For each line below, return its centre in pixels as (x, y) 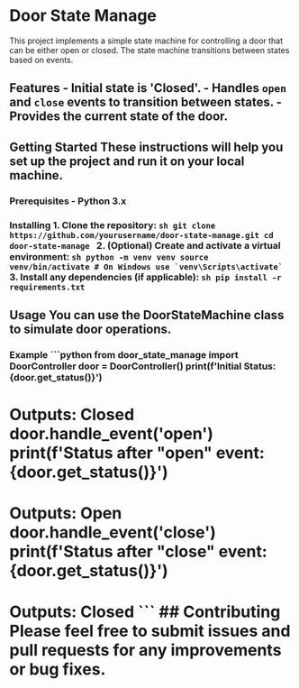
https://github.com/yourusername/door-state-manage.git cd (141, 235)
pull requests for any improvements (145, 651)
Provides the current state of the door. (119, 117)
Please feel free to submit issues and (150, 631)
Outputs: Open (66, 514)
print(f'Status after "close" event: (138, 552)
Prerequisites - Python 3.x (68, 201)
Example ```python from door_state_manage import (124, 354)
